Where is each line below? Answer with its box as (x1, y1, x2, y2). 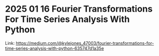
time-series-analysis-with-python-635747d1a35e (5, 45, 104, 51)
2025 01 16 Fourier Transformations (5, 3, 153, 15)
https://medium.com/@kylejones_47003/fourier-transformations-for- (16, 40, 154, 46)
